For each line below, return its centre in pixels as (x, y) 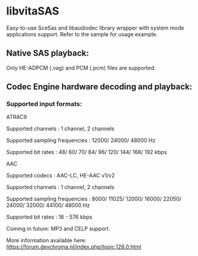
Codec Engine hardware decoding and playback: (99, 87)
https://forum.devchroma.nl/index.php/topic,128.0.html (74, 247)
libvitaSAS (33, 11)
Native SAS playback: (48, 53)
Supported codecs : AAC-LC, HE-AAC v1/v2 (61, 176)
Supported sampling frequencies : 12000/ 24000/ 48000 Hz (81, 141)
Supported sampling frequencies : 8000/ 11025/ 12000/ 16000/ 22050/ (94, 199)
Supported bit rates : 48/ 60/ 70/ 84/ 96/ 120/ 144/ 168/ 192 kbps (87, 152)
